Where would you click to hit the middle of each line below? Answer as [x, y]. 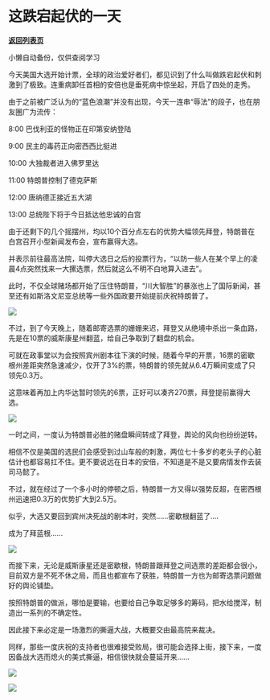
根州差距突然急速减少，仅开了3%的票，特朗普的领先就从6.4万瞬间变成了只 [132, 365]
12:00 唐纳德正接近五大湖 [50, 197]
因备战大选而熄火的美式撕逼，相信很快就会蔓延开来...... [99, 657]
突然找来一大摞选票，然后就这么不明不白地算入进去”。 [117, 268]
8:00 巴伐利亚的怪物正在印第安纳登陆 [70, 129]
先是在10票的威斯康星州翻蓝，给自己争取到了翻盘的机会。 [104, 338]
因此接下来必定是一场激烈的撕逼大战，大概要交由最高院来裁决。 [114, 629]
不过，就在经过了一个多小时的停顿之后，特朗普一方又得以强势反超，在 [125, 488]
